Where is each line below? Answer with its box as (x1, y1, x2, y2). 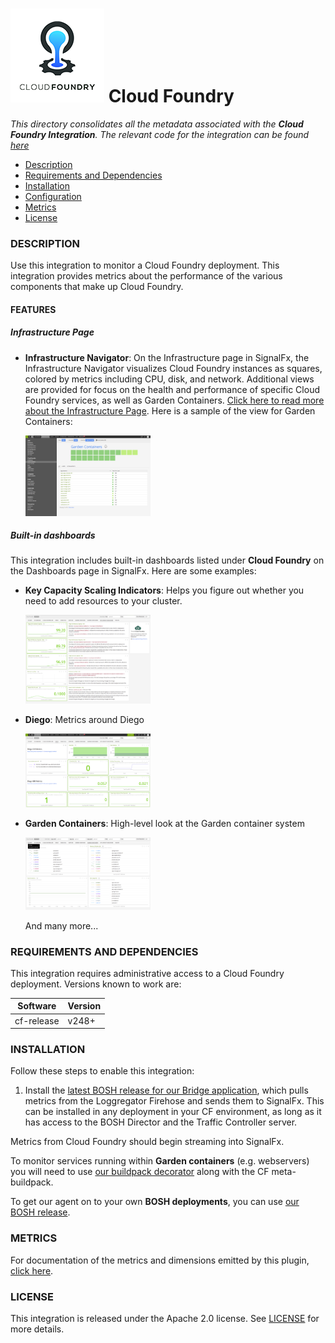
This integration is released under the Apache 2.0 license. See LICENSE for (10, 1313, 320, 1325)
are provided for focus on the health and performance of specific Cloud (24, 383, 320, 395)
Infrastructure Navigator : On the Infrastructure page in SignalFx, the (24, 351, 310, 363)
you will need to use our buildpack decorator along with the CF (10, 1166, 270, 1178)
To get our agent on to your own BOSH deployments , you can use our (10, 1196, 300, 1208)
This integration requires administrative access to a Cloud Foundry (10, 967, 285, 979)
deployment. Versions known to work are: (10, 978, 182, 990)
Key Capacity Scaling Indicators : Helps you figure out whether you (24, 584, 305, 597)
